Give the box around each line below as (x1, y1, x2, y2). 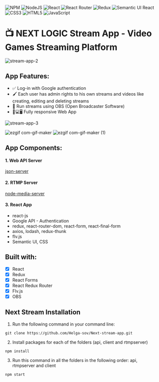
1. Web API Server (5, 157, 43, 163)
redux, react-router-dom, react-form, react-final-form (12, 223, 121, 229)
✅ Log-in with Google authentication (12, 85, 86, 91)
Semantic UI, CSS (12, 238, 48, 245)
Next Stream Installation (5, 308, 81, 316)
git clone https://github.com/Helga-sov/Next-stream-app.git (5, 331, 133, 335)
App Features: (5, 72, 50, 80)
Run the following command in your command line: (12, 321, 115, 327)
